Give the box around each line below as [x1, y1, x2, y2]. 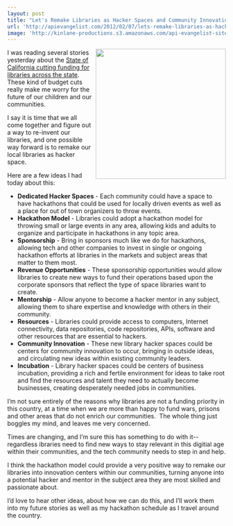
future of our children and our [7, 93, 92, 101]
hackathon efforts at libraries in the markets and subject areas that [17, 251, 208, 260]
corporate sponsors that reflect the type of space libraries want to [17, 280, 207, 289]
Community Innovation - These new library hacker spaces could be [17, 339, 213, 348]
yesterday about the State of [7, 56, 89, 65]
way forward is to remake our [7, 143, 92, 151]
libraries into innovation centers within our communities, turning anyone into [7, 468, 225, 477]
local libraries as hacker [7, 151, 76, 159]
